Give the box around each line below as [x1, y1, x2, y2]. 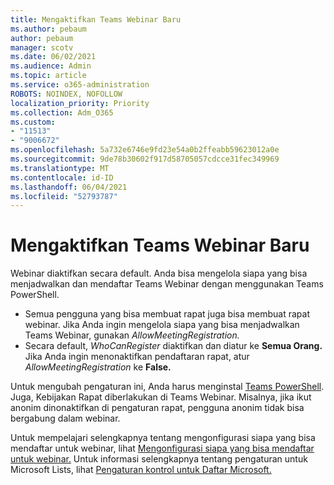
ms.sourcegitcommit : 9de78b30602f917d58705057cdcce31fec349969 [10, 154, 280, 164]
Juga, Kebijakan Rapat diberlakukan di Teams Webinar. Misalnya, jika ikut [10, 391, 312, 403]
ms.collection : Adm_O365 [10, 107, 114, 118]
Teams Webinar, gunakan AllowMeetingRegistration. [24, 329, 240, 341]
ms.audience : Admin [10, 61, 92, 71]
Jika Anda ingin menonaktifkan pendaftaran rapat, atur [24, 351, 250, 363]
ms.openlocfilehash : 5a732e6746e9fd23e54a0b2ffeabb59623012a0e [10, 145, 280, 155]
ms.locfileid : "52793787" [10, 191, 118, 201]
